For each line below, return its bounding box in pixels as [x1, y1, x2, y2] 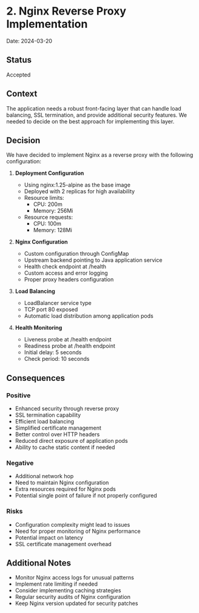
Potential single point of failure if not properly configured [15, 492, 157, 499]
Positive [6, 391, 31, 399]
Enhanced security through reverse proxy [15, 405, 120, 413]
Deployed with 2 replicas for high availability [24, 188, 135, 195]
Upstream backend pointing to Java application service [24, 256, 163, 264]
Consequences [6, 372, 66, 383]
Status [6, 55, 32, 65]
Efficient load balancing [15, 418, 75, 425]
